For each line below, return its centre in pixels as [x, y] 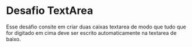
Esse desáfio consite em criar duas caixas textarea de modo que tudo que [96, 27]
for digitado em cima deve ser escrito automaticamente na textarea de [91, 32]
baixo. [14, 39]
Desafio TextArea [49, 11]
